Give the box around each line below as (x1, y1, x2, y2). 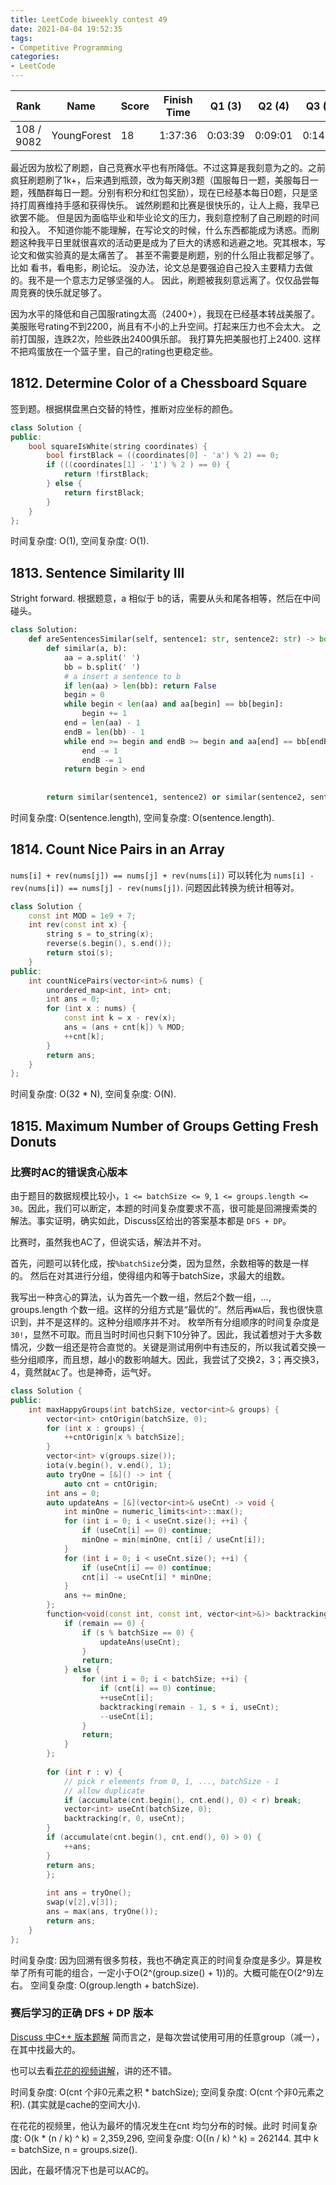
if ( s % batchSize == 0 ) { (81, 1627, 195, 1638)
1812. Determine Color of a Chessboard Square (10, 375, 308, 392)
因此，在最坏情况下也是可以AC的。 (10, 2164, 155, 2176)
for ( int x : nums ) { (46, 1004, 137, 1014)
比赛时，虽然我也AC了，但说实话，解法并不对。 (10, 1236, 207, 1248)
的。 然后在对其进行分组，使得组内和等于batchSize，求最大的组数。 (10, 1270, 291, 1281)
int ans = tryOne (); (46, 1888, 132, 1898)
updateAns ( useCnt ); (99, 1637, 182, 1647)
